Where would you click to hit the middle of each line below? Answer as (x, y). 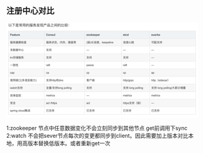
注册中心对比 (30, 11)
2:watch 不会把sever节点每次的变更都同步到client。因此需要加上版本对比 (97, 135)
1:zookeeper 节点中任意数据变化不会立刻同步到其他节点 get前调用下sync (97, 128)
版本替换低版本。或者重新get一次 (69, 143)
